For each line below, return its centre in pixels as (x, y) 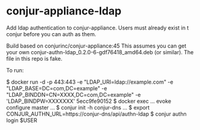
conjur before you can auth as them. (51, 34)
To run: (15, 70)
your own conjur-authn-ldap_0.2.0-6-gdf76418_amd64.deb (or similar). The (100, 52)
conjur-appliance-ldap (64, 11)
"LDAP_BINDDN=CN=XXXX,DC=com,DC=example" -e (74, 94)
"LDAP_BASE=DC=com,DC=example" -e (57, 88)
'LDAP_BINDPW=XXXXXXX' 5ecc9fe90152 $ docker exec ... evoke (89, 101)
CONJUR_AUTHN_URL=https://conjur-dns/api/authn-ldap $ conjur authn (96, 114)
